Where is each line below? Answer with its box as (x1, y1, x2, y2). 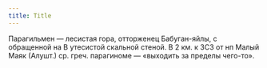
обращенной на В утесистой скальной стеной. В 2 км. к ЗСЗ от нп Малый (8, 42, 260, 52)
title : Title (8, 11, 52, 20)
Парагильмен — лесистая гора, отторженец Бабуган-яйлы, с (8, 34, 217, 43)
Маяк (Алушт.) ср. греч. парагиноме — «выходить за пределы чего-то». (8, 50, 255, 60)
